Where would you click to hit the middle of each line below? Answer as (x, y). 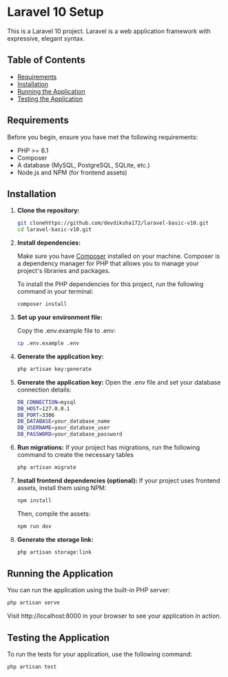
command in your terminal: (55, 292)
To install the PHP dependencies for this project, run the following (110, 284)
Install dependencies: (49, 243)
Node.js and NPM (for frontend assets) (72, 172)
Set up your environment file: (60, 317)
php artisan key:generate (54, 369)
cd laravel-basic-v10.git (54, 230)
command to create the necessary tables (75, 455)
